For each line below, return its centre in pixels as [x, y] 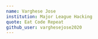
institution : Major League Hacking [49, 17]
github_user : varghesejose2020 [44, 27]
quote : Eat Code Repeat [35, 22]
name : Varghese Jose [31, 11]
